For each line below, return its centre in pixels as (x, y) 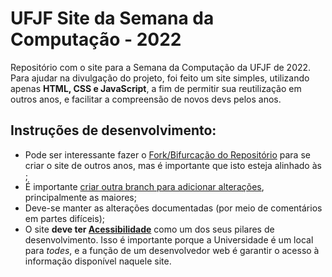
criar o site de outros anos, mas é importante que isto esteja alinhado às (173, 165)
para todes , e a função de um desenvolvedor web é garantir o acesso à (172, 250)
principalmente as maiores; (80, 197)
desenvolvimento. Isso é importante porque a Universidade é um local (169, 239)
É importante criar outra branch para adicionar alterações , (144, 186)
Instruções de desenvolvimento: (113, 130)
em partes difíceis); (64, 218)
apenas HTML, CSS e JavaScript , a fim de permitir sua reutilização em (156, 88)
